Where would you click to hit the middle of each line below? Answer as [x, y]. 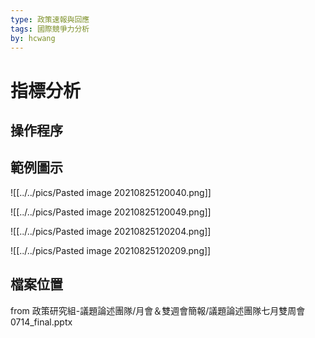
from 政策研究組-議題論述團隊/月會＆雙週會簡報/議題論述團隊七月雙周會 [158, 310]
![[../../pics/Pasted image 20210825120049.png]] [111, 212]
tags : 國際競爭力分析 [50, 29]
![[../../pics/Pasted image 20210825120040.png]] [111, 192]
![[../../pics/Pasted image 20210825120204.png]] [111, 231]
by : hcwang [33, 38]
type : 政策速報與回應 [50, 19]
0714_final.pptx [41, 322]
